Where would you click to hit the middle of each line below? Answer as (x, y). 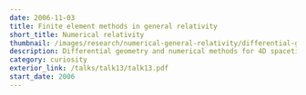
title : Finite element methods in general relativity (114, 26)
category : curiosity (49, 60)
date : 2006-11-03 (42, 18)
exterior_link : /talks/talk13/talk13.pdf (89, 69)
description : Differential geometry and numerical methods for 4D (138, 52)
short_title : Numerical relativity (77, 34)
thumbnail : (30, 43)
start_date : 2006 (42, 77)
